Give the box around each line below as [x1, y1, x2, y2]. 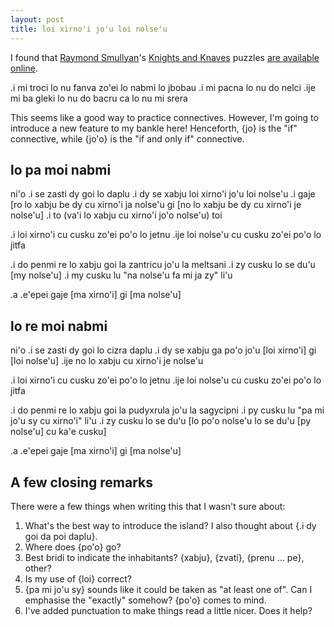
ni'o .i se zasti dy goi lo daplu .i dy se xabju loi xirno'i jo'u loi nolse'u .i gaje [10, 188, 316, 200]
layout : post [10, 14, 65, 25]
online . [10, 62, 38, 74]
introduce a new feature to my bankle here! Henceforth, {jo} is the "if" [10, 122, 298, 134]
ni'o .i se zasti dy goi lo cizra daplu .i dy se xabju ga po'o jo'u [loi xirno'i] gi [10, 344, 317, 356]
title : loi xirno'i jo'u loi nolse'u [10, 24, 168, 34]
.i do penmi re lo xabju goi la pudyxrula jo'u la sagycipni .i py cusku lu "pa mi [10, 404, 325, 416]
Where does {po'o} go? [24, 541, 122, 553]
